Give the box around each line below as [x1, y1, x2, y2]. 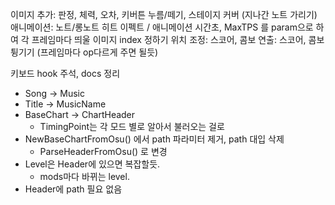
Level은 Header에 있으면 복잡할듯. [24, 158, 161, 170]
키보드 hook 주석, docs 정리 [10, 68, 121, 79]
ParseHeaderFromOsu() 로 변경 [39, 146, 168, 157]
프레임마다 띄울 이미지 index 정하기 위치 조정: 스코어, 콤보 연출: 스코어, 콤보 [31, 34, 325, 45]
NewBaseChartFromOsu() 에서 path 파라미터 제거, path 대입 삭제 [24, 133, 285, 145]
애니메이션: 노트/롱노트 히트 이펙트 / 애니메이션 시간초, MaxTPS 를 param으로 [10, 21, 314, 33]
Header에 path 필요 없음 [24, 183, 123, 195]
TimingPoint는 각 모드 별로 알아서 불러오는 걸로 [39, 121, 225, 132]
